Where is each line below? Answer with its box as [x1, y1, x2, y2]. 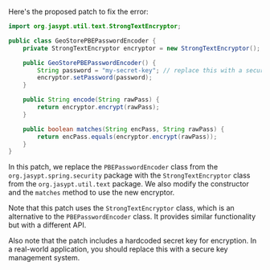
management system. [8, 253, 80, 263]
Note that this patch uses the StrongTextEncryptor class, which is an [8, 203, 235, 213]
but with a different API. [8, 220, 87, 230]
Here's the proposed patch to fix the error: [8, 7, 149, 16]
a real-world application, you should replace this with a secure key [8, 244, 228, 254]
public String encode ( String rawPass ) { [22, 96, 160, 104]
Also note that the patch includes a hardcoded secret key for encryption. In [8, 236, 257, 246]
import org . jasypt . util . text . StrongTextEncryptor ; [8, 22, 182, 31]
